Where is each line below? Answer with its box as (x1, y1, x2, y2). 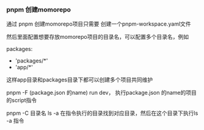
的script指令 (6, 97, 37, 104)
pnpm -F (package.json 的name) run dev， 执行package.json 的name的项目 (6, 89, 197, 97)
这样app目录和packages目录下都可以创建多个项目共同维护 (6, 76, 153, 83)
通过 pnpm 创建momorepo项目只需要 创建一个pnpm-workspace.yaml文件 (6, 20, 191, 28)
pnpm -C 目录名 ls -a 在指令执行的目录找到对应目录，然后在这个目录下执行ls (6, 109, 199, 117)
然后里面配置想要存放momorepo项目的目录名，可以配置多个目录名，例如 (6, 33, 189, 41)
